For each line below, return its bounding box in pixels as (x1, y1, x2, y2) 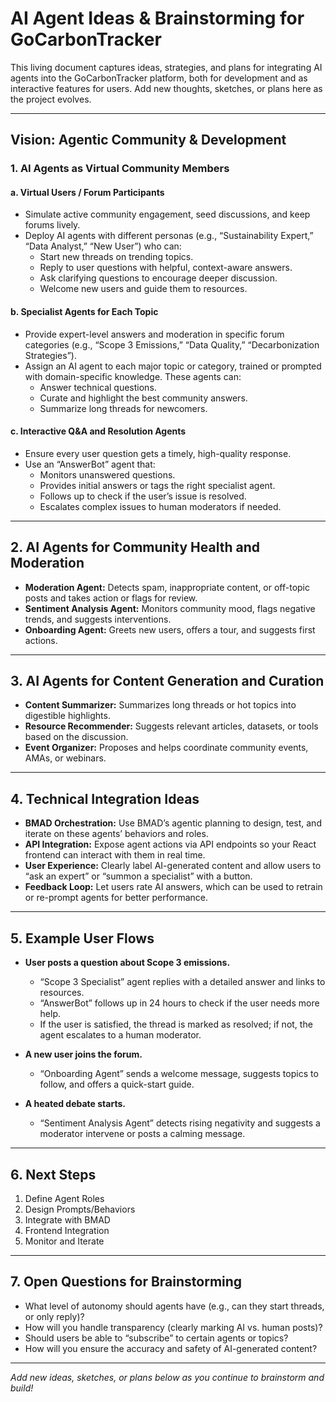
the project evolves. (10, 93, 92, 105)
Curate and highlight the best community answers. (39, 392, 248, 404)
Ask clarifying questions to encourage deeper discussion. (39, 272, 278, 284)
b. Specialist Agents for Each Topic (10, 306, 159, 318)
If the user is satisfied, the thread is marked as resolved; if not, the (39, 1018, 313, 1031)
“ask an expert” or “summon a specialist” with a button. (24, 870, 253, 882)
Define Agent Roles (24, 1192, 105, 1204)
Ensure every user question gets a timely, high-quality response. (24, 447, 292, 459)
